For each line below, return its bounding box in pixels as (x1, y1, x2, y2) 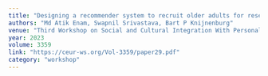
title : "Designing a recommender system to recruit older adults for (8, 11, 245, 20)
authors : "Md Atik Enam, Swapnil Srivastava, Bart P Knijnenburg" (8, 19, 234, 27)
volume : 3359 (8, 41, 52, 49)
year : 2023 (8, 33, 45, 42)
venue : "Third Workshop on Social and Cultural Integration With (8, 26, 230, 34)
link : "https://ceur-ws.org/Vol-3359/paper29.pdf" (8, 48, 180, 56)
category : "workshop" (8, 56, 81, 64)
